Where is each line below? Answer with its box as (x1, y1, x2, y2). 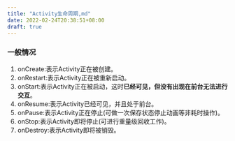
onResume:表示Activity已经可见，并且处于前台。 (17, 99, 158, 108)
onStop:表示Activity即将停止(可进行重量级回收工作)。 (17, 117, 171, 126)
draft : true (7, 23, 42, 30)
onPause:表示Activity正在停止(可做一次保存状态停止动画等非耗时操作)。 (17, 108, 224, 117)
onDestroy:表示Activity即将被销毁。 (17, 126, 120, 134)
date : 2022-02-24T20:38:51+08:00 (7, 17, 105, 24)
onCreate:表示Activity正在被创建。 (17, 64, 117, 73)
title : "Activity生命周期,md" (7, 10, 91, 17)
